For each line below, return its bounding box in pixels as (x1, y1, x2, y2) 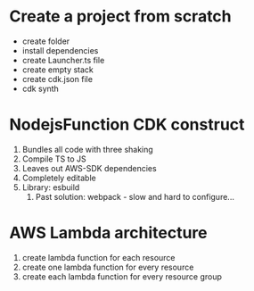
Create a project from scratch (9, 6, 232, 27)
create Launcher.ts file (21, 54, 105, 65)
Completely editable (21, 172, 96, 183)
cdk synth (21, 83, 60, 94)
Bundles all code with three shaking (21, 144, 153, 154)
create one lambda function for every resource (21, 262, 194, 272)
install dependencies (21, 45, 99, 55)
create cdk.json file (21, 73, 94, 84)
